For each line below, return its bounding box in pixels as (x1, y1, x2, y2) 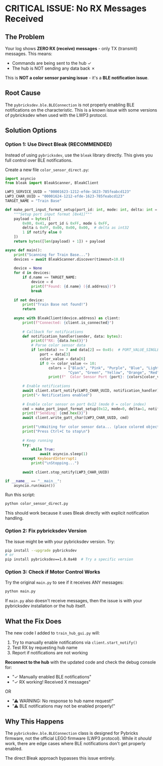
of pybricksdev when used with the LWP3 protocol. (5, 112, 108, 118)
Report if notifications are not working (12, 650, 88, 656)
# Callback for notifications (22, 329, 83, 334)
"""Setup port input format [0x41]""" (14, 211, 92, 217)
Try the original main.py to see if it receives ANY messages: (5, 579, 124, 585)
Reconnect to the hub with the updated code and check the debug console (5, 659, 156, 665)
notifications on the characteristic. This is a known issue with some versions (5, 107, 158, 113)
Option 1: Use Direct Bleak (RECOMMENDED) (5, 141, 113, 148)
